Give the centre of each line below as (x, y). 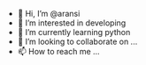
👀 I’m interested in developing (72, 23)
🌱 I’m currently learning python (74, 32)
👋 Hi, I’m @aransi (49, 14)
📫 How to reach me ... (58, 51)
